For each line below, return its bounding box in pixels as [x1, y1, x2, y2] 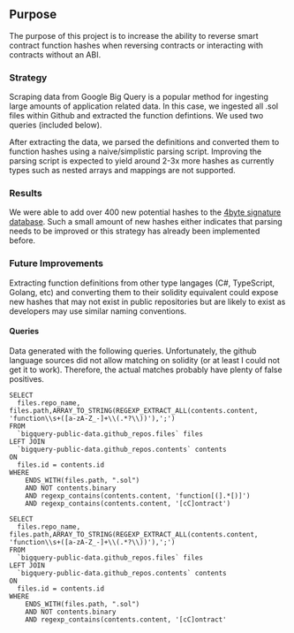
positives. [9, 373, 44, 384]
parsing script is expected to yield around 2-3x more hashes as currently [9, 156, 275, 166]
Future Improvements [9, 257, 104, 270]
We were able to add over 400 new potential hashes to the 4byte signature [9, 207, 282, 217]
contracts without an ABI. [9, 49, 102, 60]
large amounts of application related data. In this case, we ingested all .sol [9, 101, 279, 111]
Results [9, 187, 42, 200]
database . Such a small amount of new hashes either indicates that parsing [9, 217, 283, 227]
